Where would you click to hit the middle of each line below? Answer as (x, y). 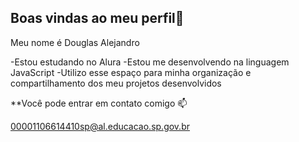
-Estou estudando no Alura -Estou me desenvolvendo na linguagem (150, 62)
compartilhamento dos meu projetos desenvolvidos (116, 83)
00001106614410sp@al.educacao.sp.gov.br (100, 126)
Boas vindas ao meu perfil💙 (97, 18)
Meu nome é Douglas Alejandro (75, 42)
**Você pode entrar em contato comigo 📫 (99, 103)
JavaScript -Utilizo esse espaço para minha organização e (131, 72)
